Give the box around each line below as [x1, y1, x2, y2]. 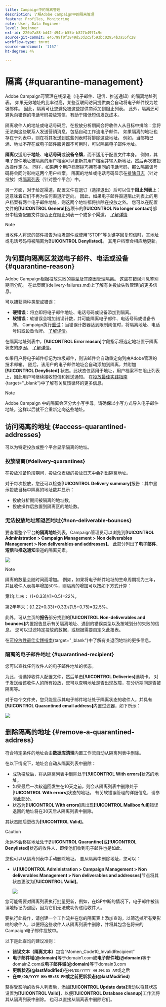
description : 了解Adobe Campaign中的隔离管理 [5, 12, 95, 17]
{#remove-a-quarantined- [51, 728, 135, 737]
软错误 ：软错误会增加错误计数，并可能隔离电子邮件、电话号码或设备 [12, 315, 151, 321]
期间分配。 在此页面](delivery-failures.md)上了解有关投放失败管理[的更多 [5, 282, 153, 288]
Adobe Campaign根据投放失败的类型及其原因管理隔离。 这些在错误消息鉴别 [5, 276, 159, 282]
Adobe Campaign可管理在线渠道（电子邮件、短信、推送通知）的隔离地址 [5, 93, 153, 99]
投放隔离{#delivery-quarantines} [5, 457, 85, 464]
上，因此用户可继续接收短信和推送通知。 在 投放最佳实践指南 [5, 374, 127, 380]
